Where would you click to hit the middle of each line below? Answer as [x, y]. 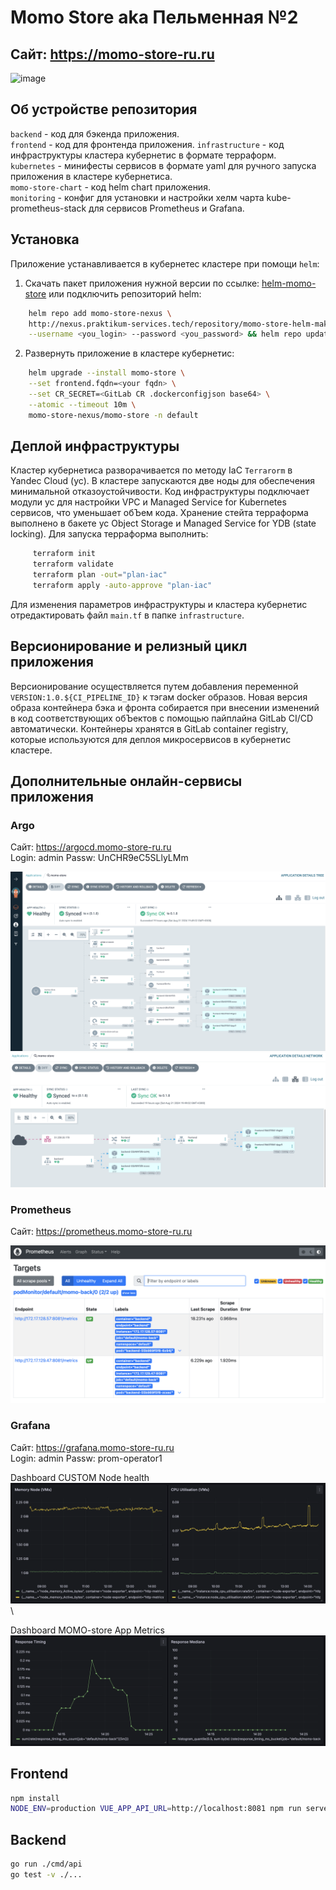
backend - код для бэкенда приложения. [95, 133]
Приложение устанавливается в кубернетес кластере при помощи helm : [165, 263]
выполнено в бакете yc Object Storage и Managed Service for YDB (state [163, 523]
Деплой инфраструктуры [95, 446]
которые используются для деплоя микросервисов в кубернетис [151, 739]
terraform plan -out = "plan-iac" [100, 575]
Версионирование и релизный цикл [129, 646]
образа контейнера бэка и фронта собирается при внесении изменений [165, 707]
